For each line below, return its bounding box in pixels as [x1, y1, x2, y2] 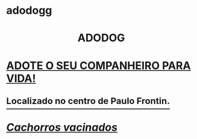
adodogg [6, 4, 52, 17]
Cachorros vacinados [6, 120, 117, 134]
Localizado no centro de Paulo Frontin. [6, 94, 170, 107]
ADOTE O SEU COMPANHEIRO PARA [6, 58, 191, 72]
